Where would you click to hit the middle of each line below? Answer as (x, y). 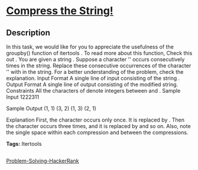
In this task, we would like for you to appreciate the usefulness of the (90, 47)
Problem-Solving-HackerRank (43, 161)
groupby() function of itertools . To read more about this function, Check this (99, 53)
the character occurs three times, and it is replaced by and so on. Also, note (98, 126)
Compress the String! (60, 11)
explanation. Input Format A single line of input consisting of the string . (93, 78)
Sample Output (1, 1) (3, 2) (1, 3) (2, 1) (51, 108)
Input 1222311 (23, 97)
